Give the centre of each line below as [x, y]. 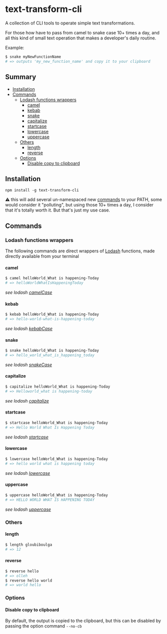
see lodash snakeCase [29, 365]
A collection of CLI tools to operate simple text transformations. [70, 23]
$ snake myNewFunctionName [33, 57]
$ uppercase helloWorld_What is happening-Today [57, 495]
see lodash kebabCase [29, 328]
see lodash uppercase [28, 509]
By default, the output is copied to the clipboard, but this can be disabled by [83, 621]
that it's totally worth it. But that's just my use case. [58, 210]
